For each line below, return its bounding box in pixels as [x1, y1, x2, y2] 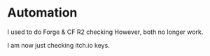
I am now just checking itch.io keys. [7, 41, 110, 49]
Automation [7, 5, 78, 21]
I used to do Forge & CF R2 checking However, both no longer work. [7, 28, 204, 36]
